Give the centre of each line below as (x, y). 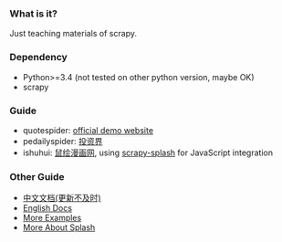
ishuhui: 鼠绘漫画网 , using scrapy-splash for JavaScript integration (148, 153)
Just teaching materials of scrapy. (73, 34)
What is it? (33, 14)
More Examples (52, 218)
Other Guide (37, 176)
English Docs (47, 208)
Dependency (39, 58)
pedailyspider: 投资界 (63, 141)
